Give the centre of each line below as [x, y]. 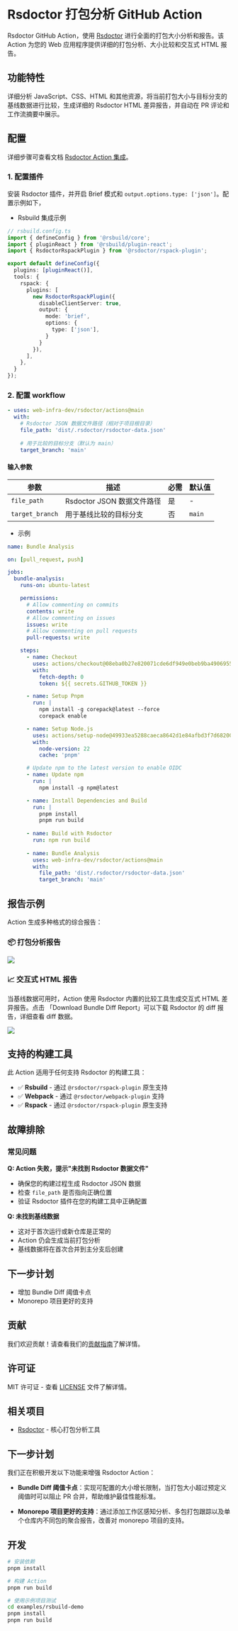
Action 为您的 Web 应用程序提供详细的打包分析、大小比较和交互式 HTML [113, 44]
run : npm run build [62, 840]
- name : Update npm [55, 775]
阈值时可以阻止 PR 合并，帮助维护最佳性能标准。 [89, 1496]
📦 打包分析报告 [34, 942]
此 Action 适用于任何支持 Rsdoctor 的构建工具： [77, 1072]
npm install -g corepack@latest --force [99, 710]
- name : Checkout [52, 657]
